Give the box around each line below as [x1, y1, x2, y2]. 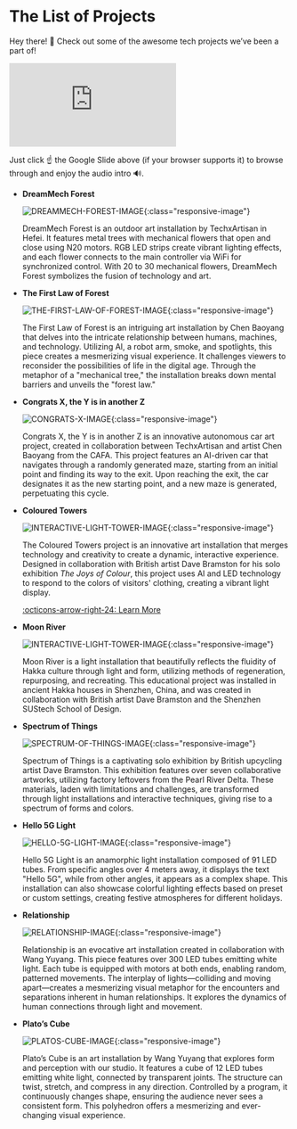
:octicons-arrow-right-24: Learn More [21, 604, 162, 614]
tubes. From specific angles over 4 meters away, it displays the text [21, 863, 269, 875]
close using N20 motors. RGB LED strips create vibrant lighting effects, [21, 242, 282, 252]
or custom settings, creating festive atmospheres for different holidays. [21, 892, 283, 902]
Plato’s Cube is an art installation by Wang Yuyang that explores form [21, 1052, 276, 1063]
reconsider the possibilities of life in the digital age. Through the [21, 359, 256, 371]
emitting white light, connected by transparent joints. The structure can [21, 1072, 283, 1083]
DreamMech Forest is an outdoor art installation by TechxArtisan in [21, 223, 268, 234]
